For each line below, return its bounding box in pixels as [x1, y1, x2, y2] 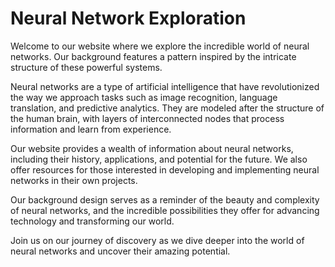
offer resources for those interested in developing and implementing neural [10, 163, 320, 176]
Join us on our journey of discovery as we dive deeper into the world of [10, 234, 305, 246]
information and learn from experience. [10, 123, 172, 135]
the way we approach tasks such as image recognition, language [10, 91, 278, 103]
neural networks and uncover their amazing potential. [10, 245, 231, 257]
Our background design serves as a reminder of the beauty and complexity [10, 193, 320, 206]
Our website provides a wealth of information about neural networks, [10, 142, 294, 154]
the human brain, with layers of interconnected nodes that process [10, 112, 285, 124]
